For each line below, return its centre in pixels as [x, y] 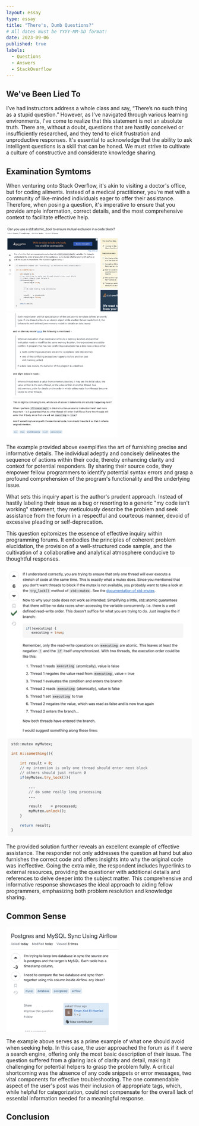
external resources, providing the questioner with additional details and [93, 872]
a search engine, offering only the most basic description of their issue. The [99, 1054]
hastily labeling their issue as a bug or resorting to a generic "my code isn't [98, 503]
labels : [16, 51]
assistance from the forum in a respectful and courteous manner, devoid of [98, 515]
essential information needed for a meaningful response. [75, 1099]
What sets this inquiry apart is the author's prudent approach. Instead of [94, 496]
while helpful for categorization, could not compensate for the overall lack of [100, 1092]
